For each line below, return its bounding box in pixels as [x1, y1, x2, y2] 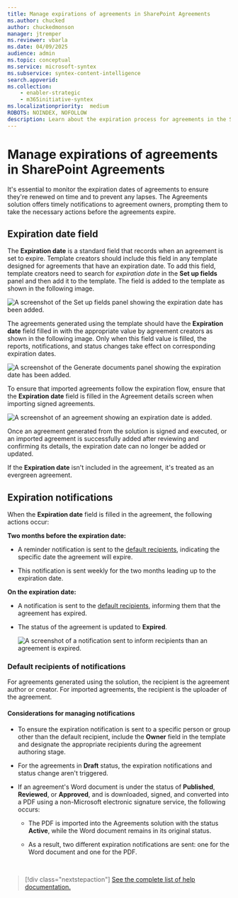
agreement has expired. [17, 609, 87, 617]
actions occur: [7, 518, 50, 527]
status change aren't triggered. [17, 768, 108, 777]
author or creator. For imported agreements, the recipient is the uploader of [7, 685, 227, 694]
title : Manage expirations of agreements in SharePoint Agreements [7, 10, 211, 18]
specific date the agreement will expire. [17, 553, 133, 561]
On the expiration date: [7, 588, 76, 596]
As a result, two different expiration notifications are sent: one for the [28, 840, 230, 848]
